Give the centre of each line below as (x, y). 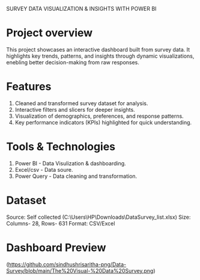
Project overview (50, 33)
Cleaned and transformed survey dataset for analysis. (81, 103)
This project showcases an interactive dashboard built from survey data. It (98, 49)
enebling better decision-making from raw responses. (73, 62)
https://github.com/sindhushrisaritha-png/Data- (67, 264)
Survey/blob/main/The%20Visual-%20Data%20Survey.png (80, 270)
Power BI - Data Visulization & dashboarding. (70, 163)
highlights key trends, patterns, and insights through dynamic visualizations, (100, 56)
